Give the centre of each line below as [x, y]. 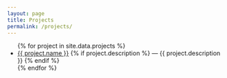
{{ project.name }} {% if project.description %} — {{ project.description [119, 53]
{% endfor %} [37, 68]
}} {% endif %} [38, 61]
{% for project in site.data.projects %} [71, 46]
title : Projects [30, 20]
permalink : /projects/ [40, 26]
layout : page [26, 13]
